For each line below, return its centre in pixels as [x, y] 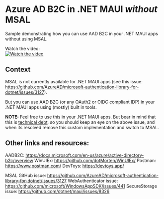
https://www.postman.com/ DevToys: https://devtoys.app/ [65, 166]
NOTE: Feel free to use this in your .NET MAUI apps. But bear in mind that [81, 117]
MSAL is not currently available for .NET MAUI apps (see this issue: [74, 81]
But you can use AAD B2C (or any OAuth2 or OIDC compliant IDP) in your [80, 102]
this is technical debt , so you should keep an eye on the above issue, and [80, 122]
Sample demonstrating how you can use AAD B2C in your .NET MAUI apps [82, 33]
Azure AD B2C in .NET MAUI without [81, 9]
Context [18, 70]
